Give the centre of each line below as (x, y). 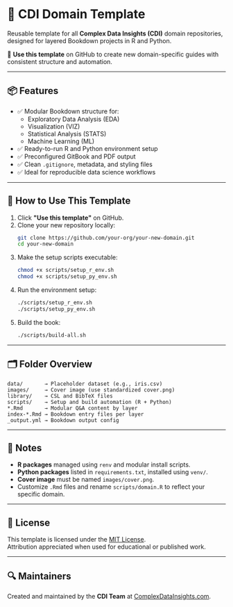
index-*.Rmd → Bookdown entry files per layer (76, 414)
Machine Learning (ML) (61, 141)
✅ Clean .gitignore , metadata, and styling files (85, 164)
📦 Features (33, 91)
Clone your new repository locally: (66, 225)
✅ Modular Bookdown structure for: (68, 111)
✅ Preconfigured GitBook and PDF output (77, 156)
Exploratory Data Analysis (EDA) (74, 119)
